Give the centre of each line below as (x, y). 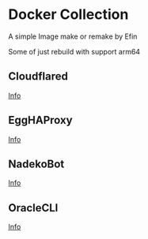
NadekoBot (36, 164)
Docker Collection (68, 15)
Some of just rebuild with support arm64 (74, 51)
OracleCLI (33, 208)
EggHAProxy (40, 120)
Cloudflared (38, 77)
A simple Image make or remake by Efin (73, 36)
